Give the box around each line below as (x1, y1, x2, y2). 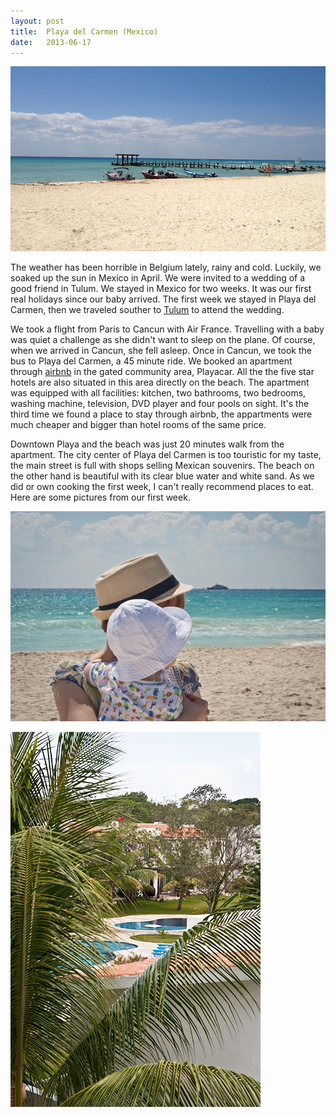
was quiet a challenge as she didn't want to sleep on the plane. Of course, (10, 334, 316, 346)
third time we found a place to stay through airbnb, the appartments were (10, 408, 313, 420)
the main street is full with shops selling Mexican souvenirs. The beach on (10, 460, 315, 472)
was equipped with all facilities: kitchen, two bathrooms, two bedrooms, (10, 387, 307, 399)
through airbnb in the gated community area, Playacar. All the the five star (10, 366, 315, 378)
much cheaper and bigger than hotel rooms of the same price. (10, 419, 267, 431)
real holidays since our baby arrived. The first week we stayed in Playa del (10, 293, 317, 305)
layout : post (10, 16, 65, 26)
